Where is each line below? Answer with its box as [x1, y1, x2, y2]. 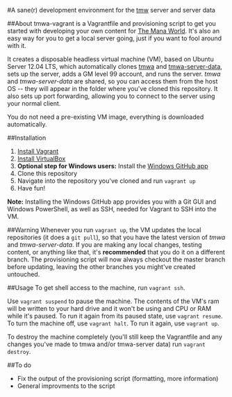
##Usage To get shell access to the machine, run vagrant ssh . [7, 284, 185, 291]
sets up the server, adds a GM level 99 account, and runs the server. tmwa [7, 70, 221, 78]
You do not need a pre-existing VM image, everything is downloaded [7, 113, 204, 121]
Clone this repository [17, 170, 78, 177]
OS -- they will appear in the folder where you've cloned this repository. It [7, 85, 218, 92]
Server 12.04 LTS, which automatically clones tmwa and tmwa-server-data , [7, 63, 222, 70]
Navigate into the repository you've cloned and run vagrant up [17, 177, 196, 185]
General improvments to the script [17, 382, 116, 390]
